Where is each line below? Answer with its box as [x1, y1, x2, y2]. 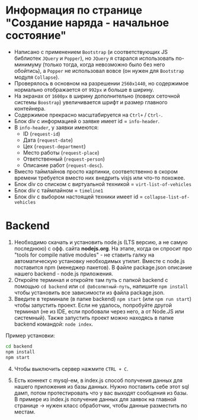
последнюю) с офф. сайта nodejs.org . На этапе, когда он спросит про [14, 245, 192, 252]
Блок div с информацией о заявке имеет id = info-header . [14, 117, 160, 124]
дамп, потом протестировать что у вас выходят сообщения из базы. [14, 389, 188, 396]
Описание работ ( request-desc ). [23, 161, 104, 169]
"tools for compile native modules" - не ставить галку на [14, 251, 155, 258]
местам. [14, 408, 36, 415]
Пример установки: [5, 332, 56, 339]
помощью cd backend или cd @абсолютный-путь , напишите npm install [14, 283, 189, 290]
